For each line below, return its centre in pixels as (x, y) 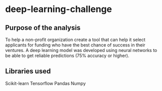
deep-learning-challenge (59, 9)
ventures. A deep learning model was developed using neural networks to (81, 50)
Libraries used (28, 71)
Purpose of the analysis (43, 28)
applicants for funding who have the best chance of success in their (75, 45)
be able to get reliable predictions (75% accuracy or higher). (67, 55)
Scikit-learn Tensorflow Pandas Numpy (45, 83)
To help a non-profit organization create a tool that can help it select (75, 39)
